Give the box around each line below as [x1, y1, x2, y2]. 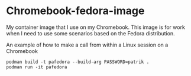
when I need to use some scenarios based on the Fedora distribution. [6, 29, 176, 37]
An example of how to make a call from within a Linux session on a [6, 41, 169, 48]
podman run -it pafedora [6, 64, 67, 70]
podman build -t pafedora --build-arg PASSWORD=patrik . [6, 59, 150, 65]
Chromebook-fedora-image [6, 4, 145, 18]
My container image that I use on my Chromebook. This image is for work [6, 24, 185, 31]
